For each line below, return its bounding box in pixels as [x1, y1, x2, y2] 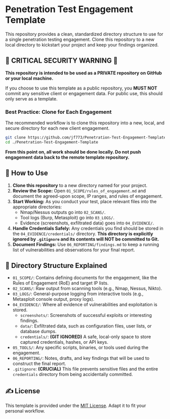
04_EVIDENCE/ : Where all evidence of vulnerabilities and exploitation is [12, 302, 158, 308]
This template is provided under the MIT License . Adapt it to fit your [5, 403, 146, 409]
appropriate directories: [12, 204, 62, 210]
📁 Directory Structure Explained [5, 261, 107, 270]
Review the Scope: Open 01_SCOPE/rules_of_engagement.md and [12, 188, 146, 194]
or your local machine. [5, 75, 54, 81]
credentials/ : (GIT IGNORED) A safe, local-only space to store [20, 334, 151, 340]
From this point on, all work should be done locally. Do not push [5, 149, 141, 155]
